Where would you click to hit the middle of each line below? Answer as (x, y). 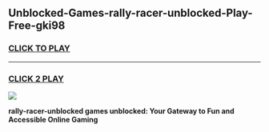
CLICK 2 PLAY (36, 78)
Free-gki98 (37, 26)
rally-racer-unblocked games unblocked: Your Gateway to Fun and (121, 110)
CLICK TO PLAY (39, 49)
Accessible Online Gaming (53, 119)
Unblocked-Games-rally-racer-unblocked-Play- (131, 13)
